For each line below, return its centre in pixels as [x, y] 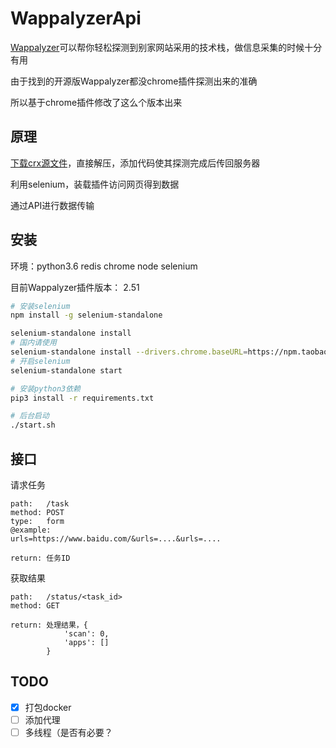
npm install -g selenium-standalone [86, 315]
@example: [31, 530]
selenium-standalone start [66, 370]
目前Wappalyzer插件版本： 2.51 [75, 287]
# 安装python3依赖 [45, 388]
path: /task [40, 504]
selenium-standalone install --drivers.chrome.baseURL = [129, 352]
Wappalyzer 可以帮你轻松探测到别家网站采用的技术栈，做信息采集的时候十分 [166, 47]
